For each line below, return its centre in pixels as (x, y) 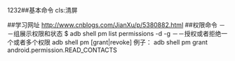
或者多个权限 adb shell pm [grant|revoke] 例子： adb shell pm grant (110, 42)
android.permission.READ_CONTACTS (62, 50)
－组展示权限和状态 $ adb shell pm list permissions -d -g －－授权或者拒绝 (114, 34)
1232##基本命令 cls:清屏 (42, 10)
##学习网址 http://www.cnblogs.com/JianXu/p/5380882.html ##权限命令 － (116, 25)
